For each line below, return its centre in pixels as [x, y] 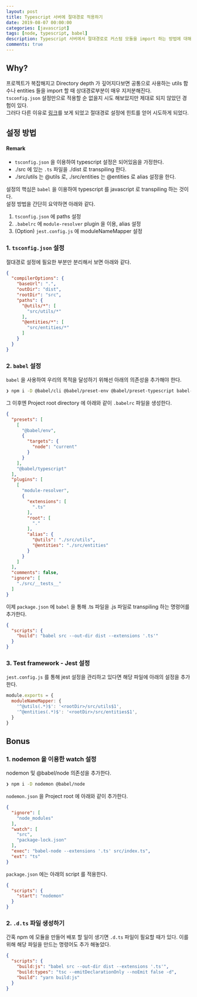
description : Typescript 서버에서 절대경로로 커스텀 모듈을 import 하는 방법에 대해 [99, 39]
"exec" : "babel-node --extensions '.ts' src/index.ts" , [81, 851]
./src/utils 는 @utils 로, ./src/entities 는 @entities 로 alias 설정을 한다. [95, 177]
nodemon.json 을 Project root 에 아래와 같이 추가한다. [67, 796]
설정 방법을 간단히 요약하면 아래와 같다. [51, 204]
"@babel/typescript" [42, 468]
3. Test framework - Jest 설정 [48, 663]
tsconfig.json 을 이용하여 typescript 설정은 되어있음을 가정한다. [89, 162]
